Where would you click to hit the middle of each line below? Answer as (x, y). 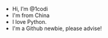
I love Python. (29, 22)
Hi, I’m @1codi (30, 9)
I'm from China (31, 15)
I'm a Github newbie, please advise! (57, 28)
